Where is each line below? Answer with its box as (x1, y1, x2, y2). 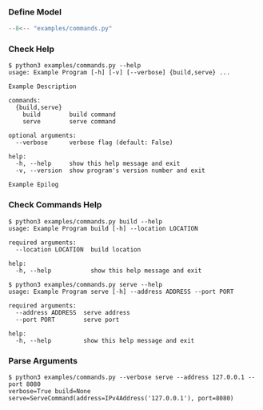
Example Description (8, 82, 78, 90)
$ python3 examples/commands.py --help (8, 62, 141, 70)
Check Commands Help (8, 199, 102, 211)
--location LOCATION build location (15, 245, 141, 254)
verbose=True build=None (8, 388, 91, 396)
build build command (22, 111, 116, 119)
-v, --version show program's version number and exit (15, 167, 205, 175)
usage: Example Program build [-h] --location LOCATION (8, 224, 198, 232)
